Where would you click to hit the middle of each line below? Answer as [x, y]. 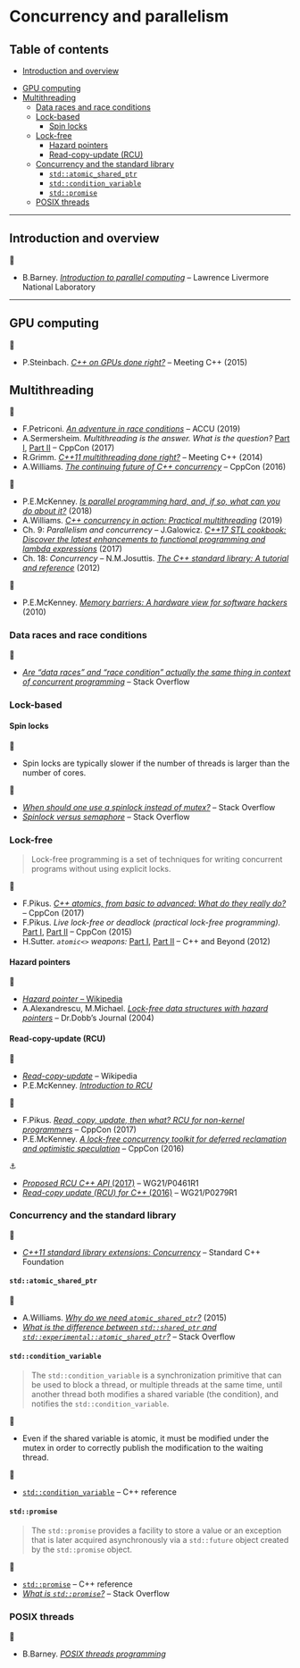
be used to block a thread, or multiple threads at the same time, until [157, 1385]
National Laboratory [59, 287]
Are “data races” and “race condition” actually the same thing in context [156, 672]
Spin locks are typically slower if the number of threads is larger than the [156, 763]
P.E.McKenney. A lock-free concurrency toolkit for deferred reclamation [154, 1139]
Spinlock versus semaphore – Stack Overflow [106, 817]
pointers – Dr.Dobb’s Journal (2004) [88, 1018]
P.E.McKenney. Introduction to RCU [87, 1085]
